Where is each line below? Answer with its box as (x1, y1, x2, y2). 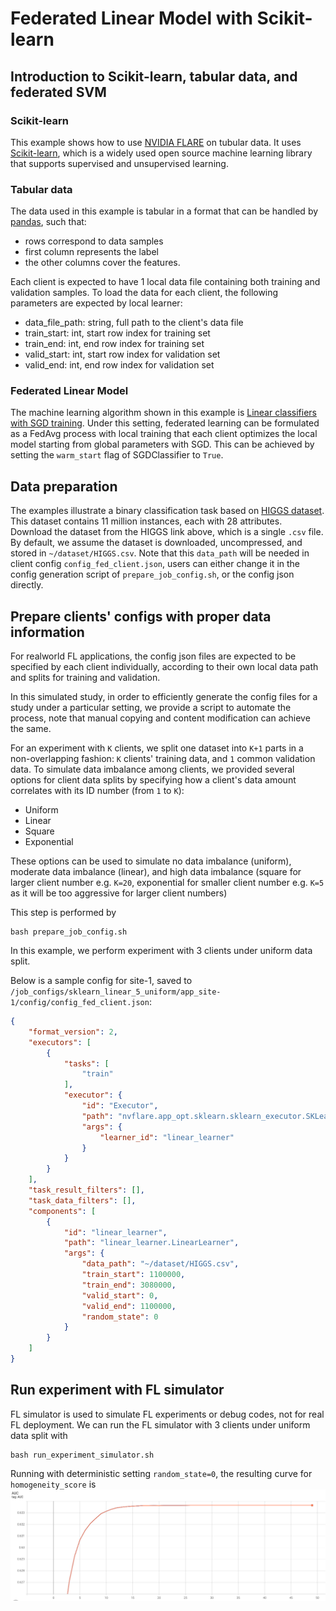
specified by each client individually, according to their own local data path (10, 661, 319, 673)
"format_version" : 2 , (28, 1027, 118, 1037)
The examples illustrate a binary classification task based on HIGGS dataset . (10, 505, 325, 517)
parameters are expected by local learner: (10, 297, 183, 309)
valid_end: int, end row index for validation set (24, 359, 215, 371)
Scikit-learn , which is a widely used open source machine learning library (10, 147, 313, 159)
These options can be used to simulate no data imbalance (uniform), (10, 855, 292, 867)
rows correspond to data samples (24, 235, 164, 247)
